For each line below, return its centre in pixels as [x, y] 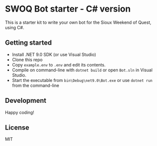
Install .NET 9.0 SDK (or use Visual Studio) [54, 54]
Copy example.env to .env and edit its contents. [59, 65]
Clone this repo [27, 60]
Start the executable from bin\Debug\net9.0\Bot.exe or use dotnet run [82, 80]
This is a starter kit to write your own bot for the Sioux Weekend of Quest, [78, 22]
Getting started [29, 43]
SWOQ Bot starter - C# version [68, 9]
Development [26, 101]
